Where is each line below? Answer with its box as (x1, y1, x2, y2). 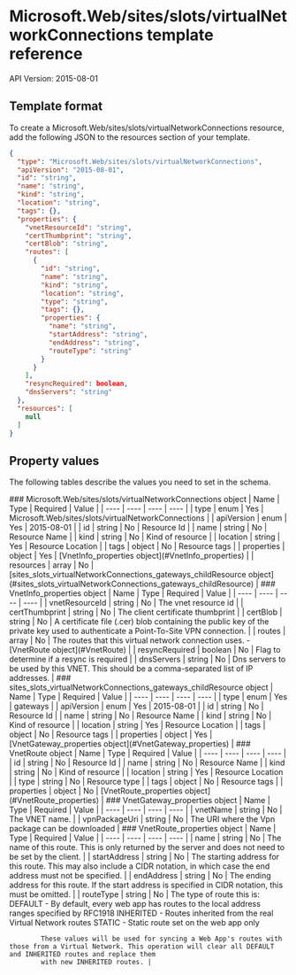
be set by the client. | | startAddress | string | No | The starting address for (9, 852, 280, 863)
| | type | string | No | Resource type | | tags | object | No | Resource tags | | (9, 777, 284, 787)
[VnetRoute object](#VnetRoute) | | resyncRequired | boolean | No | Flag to (9, 645, 281, 655)
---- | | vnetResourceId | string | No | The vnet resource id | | (23, 598, 244, 608)
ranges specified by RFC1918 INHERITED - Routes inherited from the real (9, 908, 274, 918)
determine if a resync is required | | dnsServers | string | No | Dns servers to (9, 654, 286, 665)
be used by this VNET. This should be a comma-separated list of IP (9, 663, 254, 674)
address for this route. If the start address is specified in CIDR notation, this (9, 879, 284, 891)
